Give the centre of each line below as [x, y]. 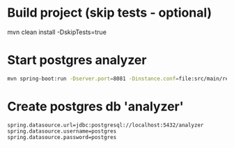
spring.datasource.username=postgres [62, 131]
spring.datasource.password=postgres [62, 137]
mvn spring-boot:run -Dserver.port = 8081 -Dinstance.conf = [93, 79]
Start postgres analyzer [77, 60]
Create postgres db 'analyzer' [95, 106]
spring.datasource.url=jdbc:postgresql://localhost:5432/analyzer [106, 125]
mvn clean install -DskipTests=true [57, 32]
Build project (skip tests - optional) [110, 13]
